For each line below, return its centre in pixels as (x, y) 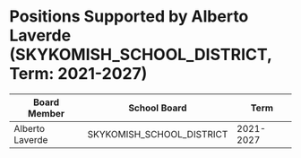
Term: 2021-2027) (78, 74)
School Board (158, 108)
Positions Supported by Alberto (129, 17)
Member (47, 113)
